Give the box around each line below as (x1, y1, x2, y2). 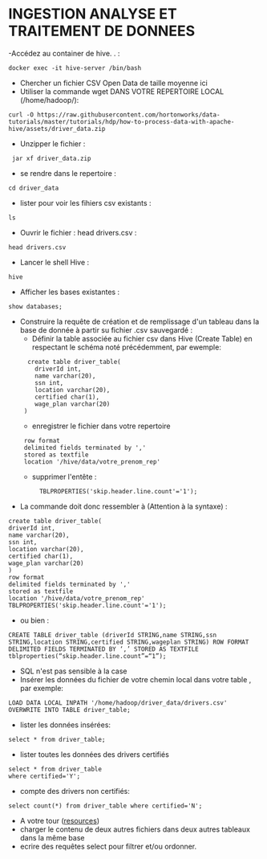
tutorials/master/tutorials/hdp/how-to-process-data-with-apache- (8, 117, 235, 125)
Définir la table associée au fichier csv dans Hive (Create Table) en (31, 333, 253, 343)
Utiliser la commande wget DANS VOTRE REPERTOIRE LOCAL (19, 86, 225, 96)
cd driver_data (8, 184, 59, 192)
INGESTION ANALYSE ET (8, 5, 178, 23)
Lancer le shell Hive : (19, 257, 90, 267)
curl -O (8, 110, 34, 119)
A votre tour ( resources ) (19, 816, 100, 825)
